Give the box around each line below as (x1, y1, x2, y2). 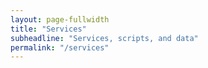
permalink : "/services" (10, 42, 110, 53)
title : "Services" (10, 24, 87, 34)
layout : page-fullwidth (10, 14, 110, 25)
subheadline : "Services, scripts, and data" (10, 33, 199, 43)
